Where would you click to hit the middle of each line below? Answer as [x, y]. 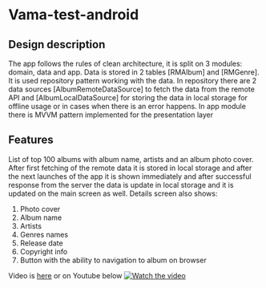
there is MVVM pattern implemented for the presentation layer [111, 115]
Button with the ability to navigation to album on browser [113, 260]
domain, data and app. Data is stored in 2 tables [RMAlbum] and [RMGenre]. [134, 72]
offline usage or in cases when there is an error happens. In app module [127, 106]
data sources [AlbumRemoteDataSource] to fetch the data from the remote [131, 89]
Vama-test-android [74, 15]
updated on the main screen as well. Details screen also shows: [113, 193]
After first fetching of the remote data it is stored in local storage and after [130, 168]
